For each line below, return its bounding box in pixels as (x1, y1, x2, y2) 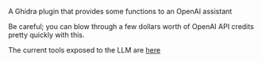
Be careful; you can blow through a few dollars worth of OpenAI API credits (8, 22, 254, 31)
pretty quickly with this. (8, 31, 85, 39)
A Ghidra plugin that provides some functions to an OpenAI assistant (8, 7, 233, 16)
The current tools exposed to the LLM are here (8, 46, 161, 54)
